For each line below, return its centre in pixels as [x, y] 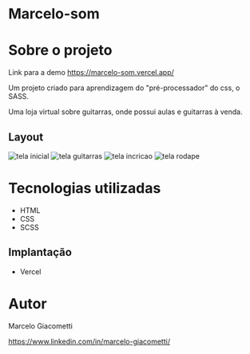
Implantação [40, 252]
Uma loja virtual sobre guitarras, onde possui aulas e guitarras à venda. [126, 112]
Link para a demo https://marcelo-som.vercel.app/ [91, 73]
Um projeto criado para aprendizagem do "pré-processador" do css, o [124, 88]
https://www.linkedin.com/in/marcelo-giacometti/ [89, 341]
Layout [26, 137]
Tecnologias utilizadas [85, 189]
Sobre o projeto [60, 51]
